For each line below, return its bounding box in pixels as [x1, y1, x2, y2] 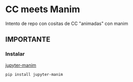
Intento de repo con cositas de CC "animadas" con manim [5, 20, 128, 26]
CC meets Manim [5, 4, 81, 15]
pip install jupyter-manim [5, 72, 63, 77]
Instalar [5, 50, 25, 58]
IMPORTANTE [5, 35, 50, 44]
